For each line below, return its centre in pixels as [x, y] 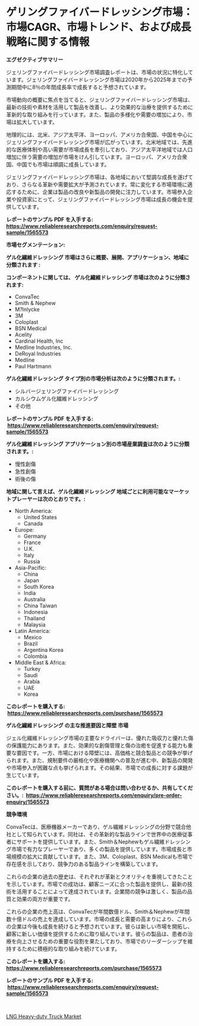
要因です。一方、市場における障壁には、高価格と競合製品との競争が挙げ [105, 752]
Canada [33, 523]
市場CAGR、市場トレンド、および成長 [99, 27]
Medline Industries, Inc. [43, 347]
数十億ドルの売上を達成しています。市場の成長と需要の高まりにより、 [91, 919]
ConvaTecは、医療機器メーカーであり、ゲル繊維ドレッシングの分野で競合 [96, 827]
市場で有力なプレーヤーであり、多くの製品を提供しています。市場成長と [99, 849]
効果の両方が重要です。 [45, 899]
